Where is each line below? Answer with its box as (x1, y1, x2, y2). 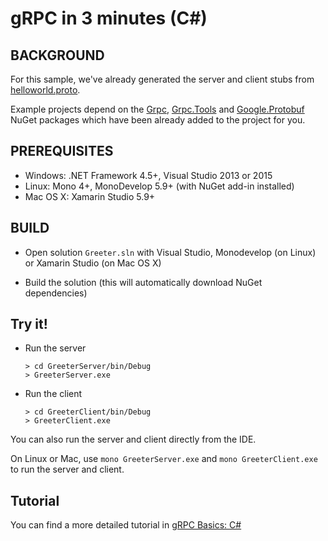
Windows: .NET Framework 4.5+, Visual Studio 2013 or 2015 (24, 169, 273, 181)
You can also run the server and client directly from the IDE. (10, 433, 257, 446)
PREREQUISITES (10, 143, 114, 160)
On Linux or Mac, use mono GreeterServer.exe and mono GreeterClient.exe (10, 453, 318, 465)
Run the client (24, 388, 83, 400)
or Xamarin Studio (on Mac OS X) (24, 257, 162, 269)
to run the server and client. (10, 463, 125, 476)
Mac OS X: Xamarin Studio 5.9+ (24, 190, 156, 202)
